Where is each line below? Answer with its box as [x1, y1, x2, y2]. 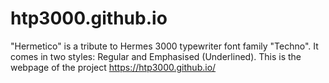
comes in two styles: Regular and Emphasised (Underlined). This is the [10, 50, 302, 62]
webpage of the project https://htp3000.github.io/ [10, 61, 217, 73]
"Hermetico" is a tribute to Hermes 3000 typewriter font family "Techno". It [10, 40, 319, 52]
